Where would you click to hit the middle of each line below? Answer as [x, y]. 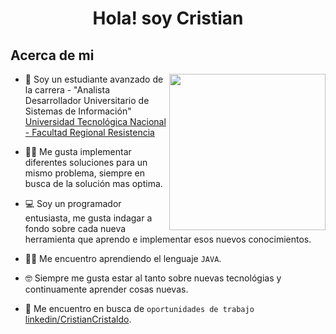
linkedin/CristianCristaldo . [78, 319]
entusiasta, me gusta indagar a [88, 218]
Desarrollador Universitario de [87, 100]
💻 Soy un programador [73, 203]
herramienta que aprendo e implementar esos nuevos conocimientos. [168, 239]
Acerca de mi [52, 55]
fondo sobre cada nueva [75, 228]
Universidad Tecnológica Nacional [95, 121]
